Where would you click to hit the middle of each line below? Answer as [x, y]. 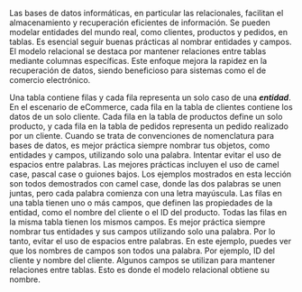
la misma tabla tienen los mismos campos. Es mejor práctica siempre [137, 222]
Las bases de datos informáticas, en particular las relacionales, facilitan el [146, 13]
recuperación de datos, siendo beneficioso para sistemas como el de [138, 70]
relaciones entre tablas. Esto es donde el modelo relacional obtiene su [140, 270]
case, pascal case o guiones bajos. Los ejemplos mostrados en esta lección [151, 174]
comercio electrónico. [50, 80]
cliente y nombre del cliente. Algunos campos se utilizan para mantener [142, 260]
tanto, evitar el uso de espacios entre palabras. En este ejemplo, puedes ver [151, 241]
